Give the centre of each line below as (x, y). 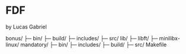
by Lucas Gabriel (26, 27)
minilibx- (169, 38)
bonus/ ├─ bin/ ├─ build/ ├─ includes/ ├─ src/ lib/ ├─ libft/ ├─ (82, 38)
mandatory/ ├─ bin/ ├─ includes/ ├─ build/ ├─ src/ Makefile (93, 45)
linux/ (12, 45)
